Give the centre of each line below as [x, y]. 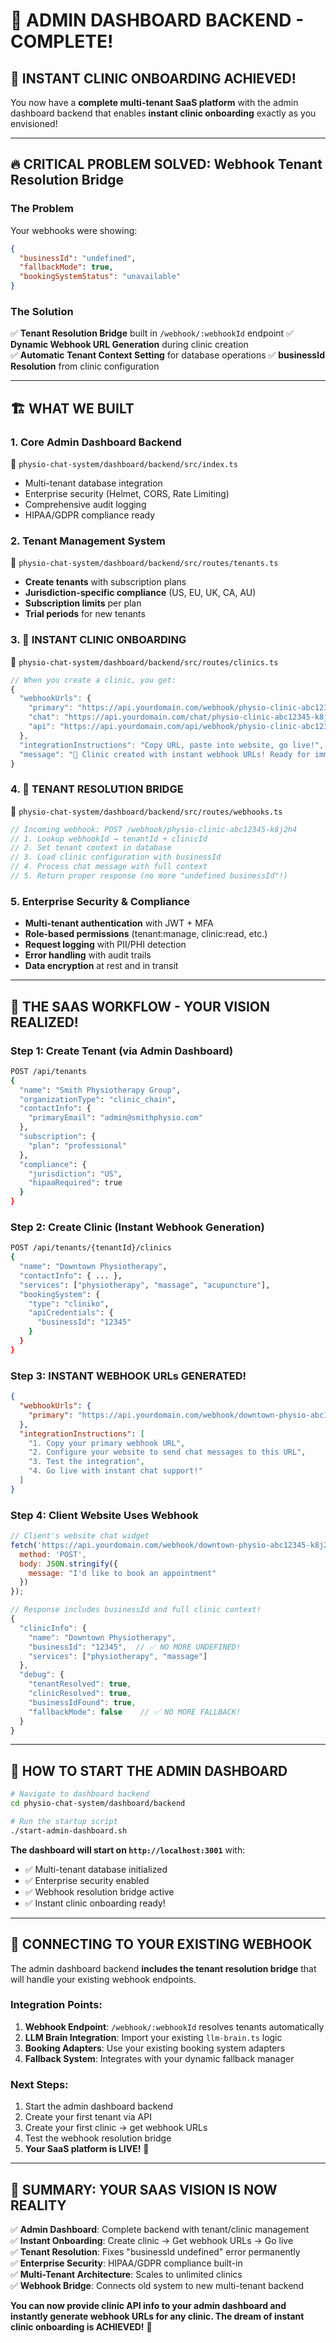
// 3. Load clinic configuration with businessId [116, 857]
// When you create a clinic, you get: [93, 680]
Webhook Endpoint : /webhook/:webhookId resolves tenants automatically [174, 2026]
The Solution [42, 311]
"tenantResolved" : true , [80, 1684]
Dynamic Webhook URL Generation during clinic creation [129, 345]
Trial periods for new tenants [85, 614]
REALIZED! [44, 1022]
